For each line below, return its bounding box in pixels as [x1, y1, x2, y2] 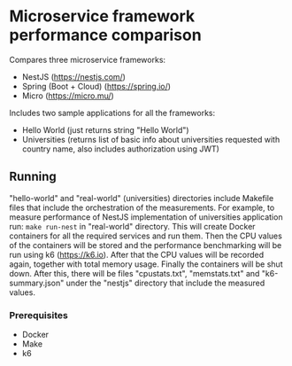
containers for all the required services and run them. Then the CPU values [9, 230, 283, 241]
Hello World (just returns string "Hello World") [21, 124, 189, 135]
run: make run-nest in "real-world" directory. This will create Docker [9, 221, 256, 231]
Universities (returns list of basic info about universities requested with [21, 134, 280, 144]
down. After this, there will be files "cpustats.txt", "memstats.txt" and [9, 268, 260, 278]
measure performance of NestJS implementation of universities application [9, 211, 283, 222]
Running [9, 169, 58, 184]
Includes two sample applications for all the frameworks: [9, 107, 215, 118]
